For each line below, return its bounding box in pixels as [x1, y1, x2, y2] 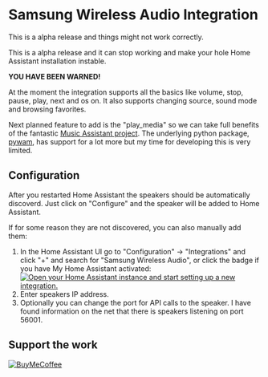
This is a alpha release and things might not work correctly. [8, 32, 205, 42]
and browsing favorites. [8, 104, 87, 114]
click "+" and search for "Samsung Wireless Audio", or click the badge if [19, 255, 259, 265]
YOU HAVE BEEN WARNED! [8, 71, 101, 81]
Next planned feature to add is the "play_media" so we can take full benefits [8, 120, 259, 129]
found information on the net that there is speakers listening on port [19, 306, 244, 316]
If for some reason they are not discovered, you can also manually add [8, 222, 242, 232]
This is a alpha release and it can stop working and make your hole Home [8, 47, 251, 57]
